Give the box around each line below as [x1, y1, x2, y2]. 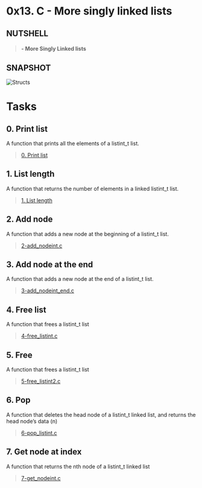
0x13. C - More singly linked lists [6, 4, 172, 18]
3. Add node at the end [6, 260, 93, 269]
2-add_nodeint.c [21, 242, 63, 249]
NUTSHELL [6, 28, 49, 39]
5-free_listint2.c [21, 377, 61, 385]
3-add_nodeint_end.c [21, 287, 74, 294]
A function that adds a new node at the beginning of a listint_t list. [6, 230, 169, 237]
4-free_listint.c [21, 332, 58, 339]
